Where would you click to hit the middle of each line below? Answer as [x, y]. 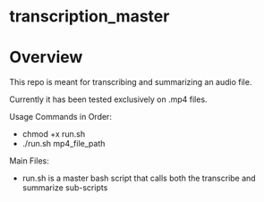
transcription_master [89, 17]
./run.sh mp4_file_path [64, 144]
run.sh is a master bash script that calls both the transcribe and [139, 178]
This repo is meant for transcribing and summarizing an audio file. [131, 82]
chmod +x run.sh [54, 134]
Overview [46, 58]
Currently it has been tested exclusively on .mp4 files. [108, 99]
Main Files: [29, 161]
